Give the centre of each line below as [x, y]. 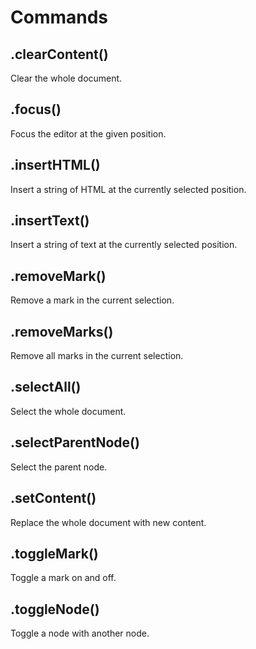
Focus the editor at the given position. [88, 133]
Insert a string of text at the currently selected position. [124, 245]
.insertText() [50, 221]
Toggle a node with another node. [80, 633]
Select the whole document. [68, 411]
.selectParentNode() [75, 442]
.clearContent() [59, 54]
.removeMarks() [62, 331]
